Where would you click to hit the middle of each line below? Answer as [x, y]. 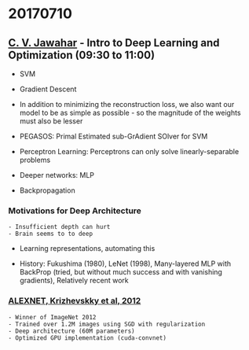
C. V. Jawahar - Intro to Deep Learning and [114, 43]
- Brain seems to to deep [50, 234]
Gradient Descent [48, 89]
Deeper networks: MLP [57, 175]
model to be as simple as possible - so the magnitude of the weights [130, 112]
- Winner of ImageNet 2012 [52, 317]
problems [35, 160]
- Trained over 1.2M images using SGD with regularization [107, 324]
